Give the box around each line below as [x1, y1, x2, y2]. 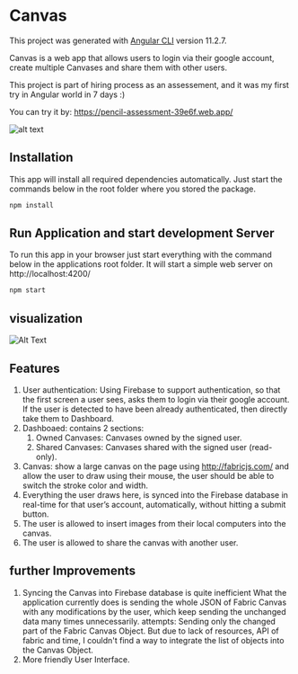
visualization [9, 311, 83, 326]
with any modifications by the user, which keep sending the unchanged [22, 606, 286, 616]
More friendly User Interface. [22, 653, 130, 665]
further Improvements [9, 563, 136, 579]
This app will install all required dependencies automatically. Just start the [9, 173, 283, 184]
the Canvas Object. [22, 644, 94, 655]
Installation [9, 150, 74, 165]
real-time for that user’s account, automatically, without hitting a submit [22, 499, 286, 510]
